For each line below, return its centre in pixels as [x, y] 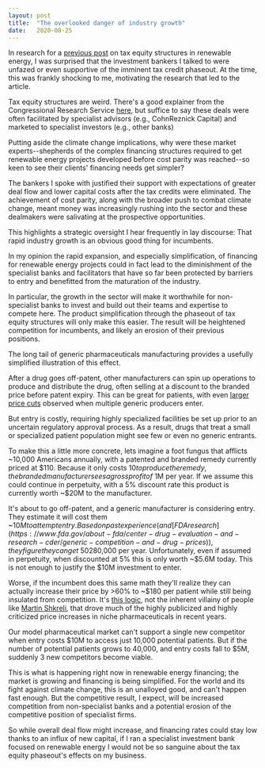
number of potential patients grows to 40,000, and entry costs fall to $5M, [129, 649]
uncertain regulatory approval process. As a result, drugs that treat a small [129, 427]
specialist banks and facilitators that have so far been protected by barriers [131, 273]
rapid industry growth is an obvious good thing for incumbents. [111, 241]
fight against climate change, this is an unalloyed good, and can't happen [127, 689]
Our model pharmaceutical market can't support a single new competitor [127, 632]
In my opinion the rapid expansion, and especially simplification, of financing [133, 256]
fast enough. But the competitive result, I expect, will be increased [116, 698]
